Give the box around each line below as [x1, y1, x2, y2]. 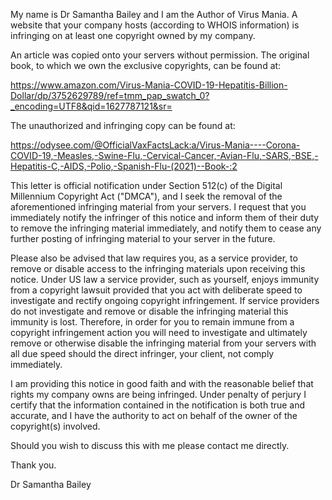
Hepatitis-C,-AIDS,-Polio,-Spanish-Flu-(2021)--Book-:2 [10, 160, 238, 172]
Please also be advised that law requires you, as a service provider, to [10, 252, 298, 264]
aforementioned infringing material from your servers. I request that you [10, 201, 307, 213]
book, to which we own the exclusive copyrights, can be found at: [10, 60, 282, 71]
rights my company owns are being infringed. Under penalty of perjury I [10, 389, 307, 400]
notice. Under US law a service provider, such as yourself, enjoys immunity [10, 274, 320, 285]
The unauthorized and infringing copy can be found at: [10, 120, 236, 131]
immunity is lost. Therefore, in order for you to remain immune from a [10, 316, 295, 328]
